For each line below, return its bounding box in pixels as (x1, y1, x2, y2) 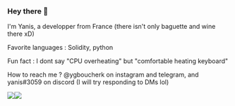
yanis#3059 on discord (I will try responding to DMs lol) (7, 78, 169, 86)
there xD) (7, 29, 35, 38)
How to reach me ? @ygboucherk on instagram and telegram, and (7, 70, 199, 79)
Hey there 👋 (7, 6, 48, 16)
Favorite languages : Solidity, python (7, 44, 114, 52)
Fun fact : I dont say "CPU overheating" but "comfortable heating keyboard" (7, 57, 229, 65)
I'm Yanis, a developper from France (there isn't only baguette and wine (7, 22, 216, 31)
